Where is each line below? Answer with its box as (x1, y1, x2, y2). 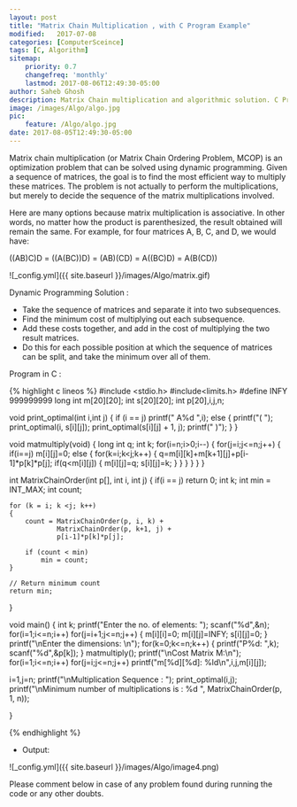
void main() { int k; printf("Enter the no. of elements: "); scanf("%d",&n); (9, 619, 270, 630)
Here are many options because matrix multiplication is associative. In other (9, 207, 286, 218)
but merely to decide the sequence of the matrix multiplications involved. (9, 190, 275, 200)
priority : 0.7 (25, 63, 77, 72)
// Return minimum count (9, 578, 101, 587)
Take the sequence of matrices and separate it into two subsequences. (21, 304, 281, 314)
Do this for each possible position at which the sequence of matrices (21, 342, 273, 353)
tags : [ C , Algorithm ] (9, 46, 89, 55)
